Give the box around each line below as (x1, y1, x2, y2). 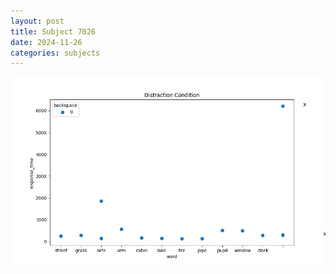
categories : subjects (10, 48, 101, 58)
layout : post (10, 16, 65, 26)
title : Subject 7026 (10, 26, 97, 37)
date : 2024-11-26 (10, 37, 83, 47)
